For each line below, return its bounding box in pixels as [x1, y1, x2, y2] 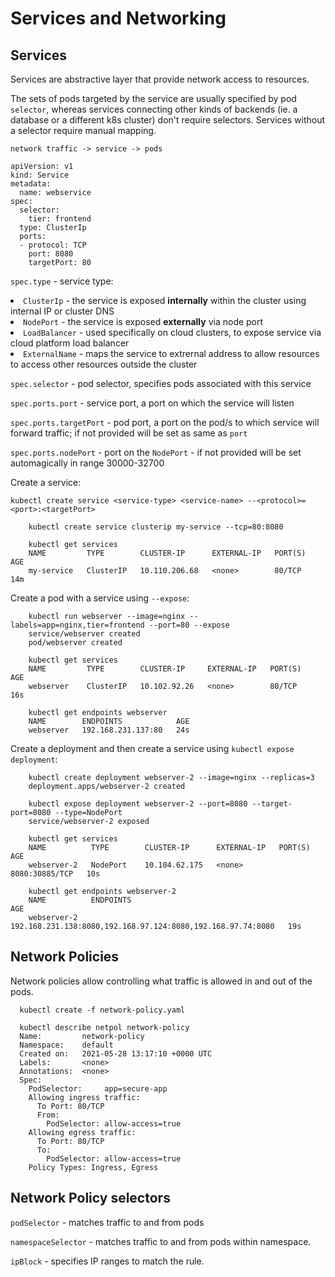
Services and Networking [10, 7, 227, 30]
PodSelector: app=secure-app [28, 1083, 168, 1094]
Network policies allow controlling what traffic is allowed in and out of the [10, 975, 313, 987]
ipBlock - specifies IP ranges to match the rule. [10, 1255, 205, 1267]
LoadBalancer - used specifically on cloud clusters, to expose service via [23, 327, 322, 338]
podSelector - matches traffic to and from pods [10, 1216, 205, 1228]
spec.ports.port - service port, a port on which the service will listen [10, 397, 295, 409]
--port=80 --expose [148, 620, 230, 630]
